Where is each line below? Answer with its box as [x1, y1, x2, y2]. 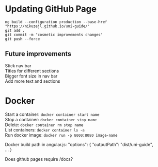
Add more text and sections [5, 78, 61, 84]
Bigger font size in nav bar [5, 73, 58, 79]
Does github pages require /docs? [5, 156, 73, 162]
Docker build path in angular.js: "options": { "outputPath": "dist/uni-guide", [5, 141, 154, 147]
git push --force [5, 37, 40, 41]
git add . [5, 28, 25, 33]
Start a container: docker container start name [5, 111, 99, 117]
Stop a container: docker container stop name [5, 116, 97, 122]
